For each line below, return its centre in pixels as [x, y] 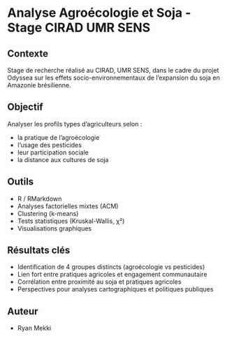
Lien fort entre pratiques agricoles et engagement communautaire [112, 275]
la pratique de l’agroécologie [58, 137]
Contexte [28, 53]
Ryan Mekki [34, 328]
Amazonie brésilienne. [39, 85]
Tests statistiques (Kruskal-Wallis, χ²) [71, 221]
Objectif [25, 107]
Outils [21, 182]
